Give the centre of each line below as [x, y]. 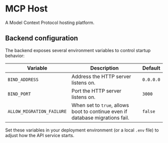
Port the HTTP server [96, 90]
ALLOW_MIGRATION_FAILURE [37, 111]
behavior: [15, 55]
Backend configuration [42, 38]
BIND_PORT [19, 94]
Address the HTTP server [101, 76]
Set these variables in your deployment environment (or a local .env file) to [82, 130]
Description [104, 68]
